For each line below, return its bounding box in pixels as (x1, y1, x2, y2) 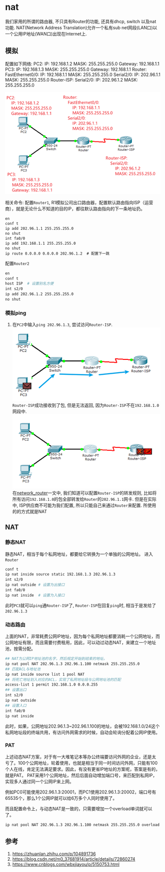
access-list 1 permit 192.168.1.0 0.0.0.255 (5, 682, 98, 687)
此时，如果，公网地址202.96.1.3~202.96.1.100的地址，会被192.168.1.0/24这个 (5, 723, 160, 729)
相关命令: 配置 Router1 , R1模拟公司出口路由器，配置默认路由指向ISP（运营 (5, 199, 154, 205)
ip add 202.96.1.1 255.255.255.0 (5, 226, 74, 231)
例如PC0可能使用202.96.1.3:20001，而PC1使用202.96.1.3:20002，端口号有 (5, 789, 157, 795)
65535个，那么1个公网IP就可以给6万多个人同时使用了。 (5, 795, 117, 801)
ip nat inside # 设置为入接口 (5, 593, 65, 598)
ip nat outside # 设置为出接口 (5, 582, 65, 587)
